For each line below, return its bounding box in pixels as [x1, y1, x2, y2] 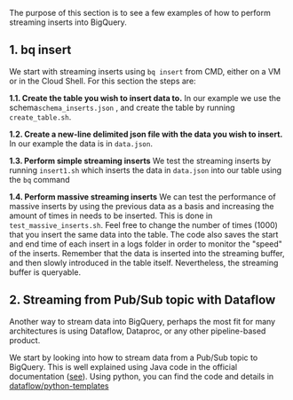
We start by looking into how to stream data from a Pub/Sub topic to [9, 352, 258, 363]
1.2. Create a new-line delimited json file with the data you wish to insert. [9, 129, 283, 139]
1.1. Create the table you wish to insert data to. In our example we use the [9, 92, 281, 103]
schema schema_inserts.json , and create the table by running [9, 102, 235, 113]
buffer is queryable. [9, 266, 82, 278]
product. [9, 334, 41, 345]
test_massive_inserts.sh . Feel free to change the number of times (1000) [9, 219, 278, 230]
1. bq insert [9, 43, 72, 58]
